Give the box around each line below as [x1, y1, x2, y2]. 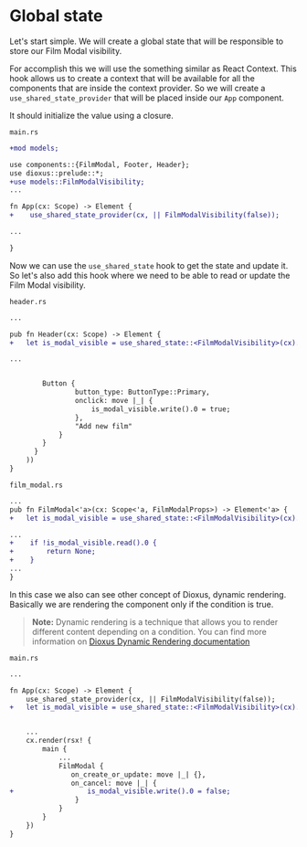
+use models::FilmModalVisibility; [9, 177, 145, 186]
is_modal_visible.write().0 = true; [90, 404, 231, 414]
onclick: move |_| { [74, 397, 153, 406]
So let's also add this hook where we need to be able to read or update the [9, 270, 291, 281]
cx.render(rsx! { [26, 736, 92, 746]
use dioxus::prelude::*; [9, 168, 104, 178]
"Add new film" [74, 421, 132, 430]
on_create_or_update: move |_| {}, [70, 769, 206, 779]
